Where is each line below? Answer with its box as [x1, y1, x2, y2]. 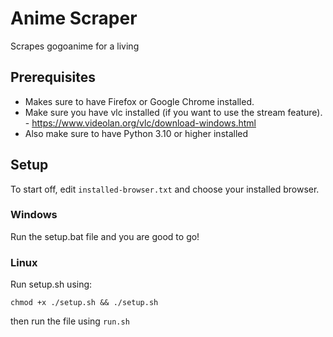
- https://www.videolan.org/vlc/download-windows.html [24, 117, 257, 129]
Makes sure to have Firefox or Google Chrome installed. [24, 95, 255, 107]
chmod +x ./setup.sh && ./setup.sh [10, 298, 159, 308]
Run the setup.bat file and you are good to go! [10, 230, 200, 242]
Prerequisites [10, 69, 96, 86]
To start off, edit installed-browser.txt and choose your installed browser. [10, 183, 320, 195]
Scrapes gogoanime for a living [10, 40, 140, 52]
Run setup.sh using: [10, 278, 93, 291]
